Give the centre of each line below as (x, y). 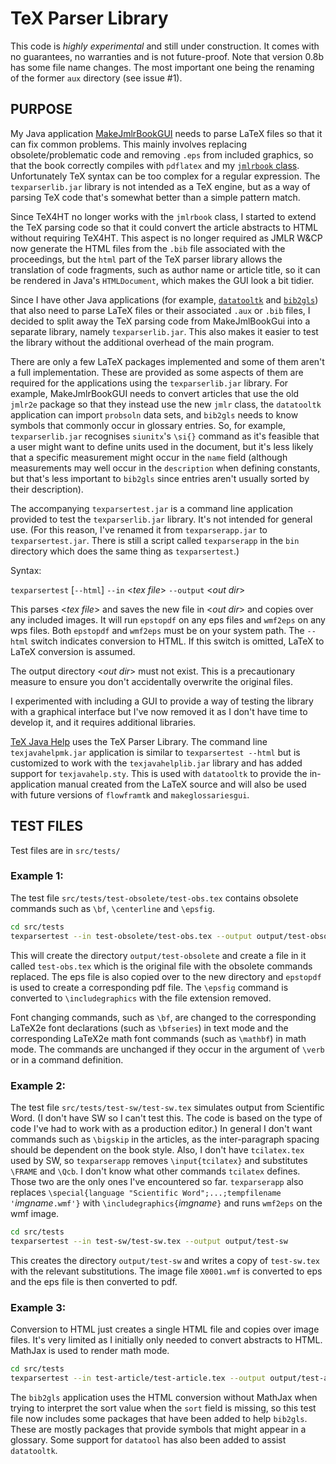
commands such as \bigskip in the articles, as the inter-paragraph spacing (165, 1139)
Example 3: (38, 1307)
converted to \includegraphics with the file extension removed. (141, 998)
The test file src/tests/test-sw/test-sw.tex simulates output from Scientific (167, 1107)
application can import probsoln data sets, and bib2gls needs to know (154, 414)
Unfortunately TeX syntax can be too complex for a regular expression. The (165, 176)
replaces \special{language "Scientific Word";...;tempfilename (146, 1192)
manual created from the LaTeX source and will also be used (182, 784)
